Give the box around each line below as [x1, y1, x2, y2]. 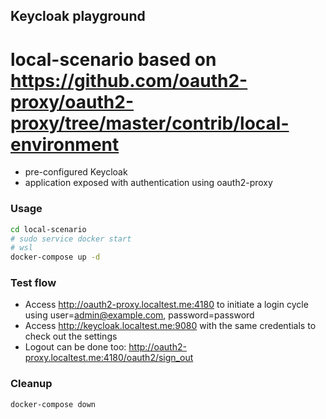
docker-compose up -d [10, 252, 101, 263]
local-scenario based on [10, 48, 217, 71]
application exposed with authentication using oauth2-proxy [24, 177, 273, 189]
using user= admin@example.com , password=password [24, 309, 255, 321]
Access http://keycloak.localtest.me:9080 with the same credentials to [24, 320, 317, 332]
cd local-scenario [10, 224, 87, 234]
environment [10, 133, 120, 156]
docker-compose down [10, 399, 97, 409]
